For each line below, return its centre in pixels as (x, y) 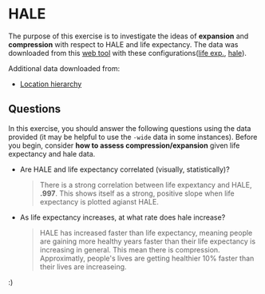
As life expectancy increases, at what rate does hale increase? (123, 217)
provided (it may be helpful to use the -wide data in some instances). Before (133, 137)
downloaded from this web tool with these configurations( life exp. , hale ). (128, 53)
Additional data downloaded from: (64, 68)
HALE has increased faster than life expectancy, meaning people (146, 232)
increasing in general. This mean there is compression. (130, 249)
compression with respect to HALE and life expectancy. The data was (123, 44)
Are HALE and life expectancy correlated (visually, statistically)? (125, 169)
